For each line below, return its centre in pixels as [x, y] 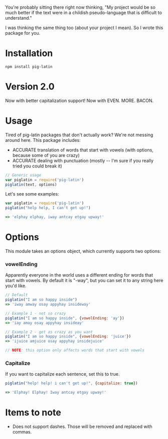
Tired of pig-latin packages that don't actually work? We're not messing [79, 135]
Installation [29, 54]
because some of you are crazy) [46, 155]
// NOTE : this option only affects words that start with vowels [75, 350]
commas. [22, 432]
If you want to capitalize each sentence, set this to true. [62, 374]
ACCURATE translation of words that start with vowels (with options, [83, 150]
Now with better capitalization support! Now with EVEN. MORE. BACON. [79, 101]
